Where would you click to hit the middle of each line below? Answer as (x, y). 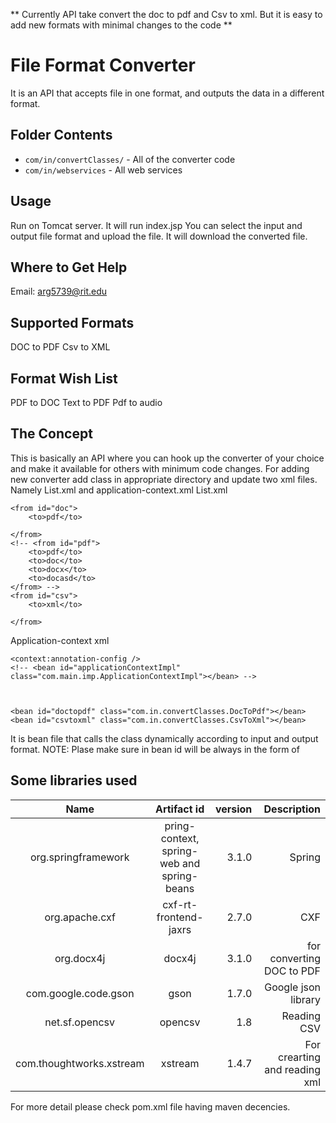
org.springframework (79, 857)
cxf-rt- (180, 904)
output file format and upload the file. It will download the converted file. (159, 236)
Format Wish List (64, 378)
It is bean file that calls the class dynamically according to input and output (164, 738)
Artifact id (179, 809)
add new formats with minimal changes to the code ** (121, 25)
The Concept (51, 434)
